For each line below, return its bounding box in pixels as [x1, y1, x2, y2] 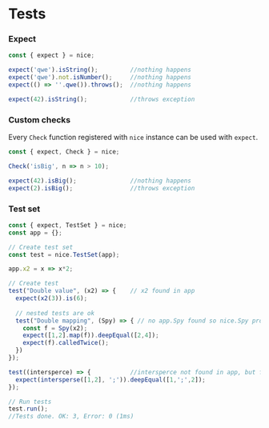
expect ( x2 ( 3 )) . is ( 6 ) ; [15, 294, 88, 302]
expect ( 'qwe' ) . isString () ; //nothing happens [8, 66, 192, 74]
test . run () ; [8, 405, 48, 413]
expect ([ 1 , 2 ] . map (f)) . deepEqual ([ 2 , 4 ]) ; [22, 331, 159, 340]
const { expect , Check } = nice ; [8, 148, 120, 156]
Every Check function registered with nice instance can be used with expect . [8, 133, 259, 142]
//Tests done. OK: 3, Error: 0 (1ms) [8, 413, 134, 421]
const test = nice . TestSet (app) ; [8, 250, 120, 258]
